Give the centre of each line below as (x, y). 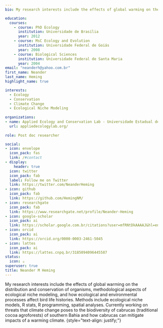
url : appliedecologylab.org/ (39, 126)
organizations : (20, 117)
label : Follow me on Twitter (39, 180)
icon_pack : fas (25, 153)
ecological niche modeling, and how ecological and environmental (71, 295)
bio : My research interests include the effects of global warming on (78, 9)
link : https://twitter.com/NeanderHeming (52, 185)
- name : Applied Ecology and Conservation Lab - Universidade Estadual (79, 122)
